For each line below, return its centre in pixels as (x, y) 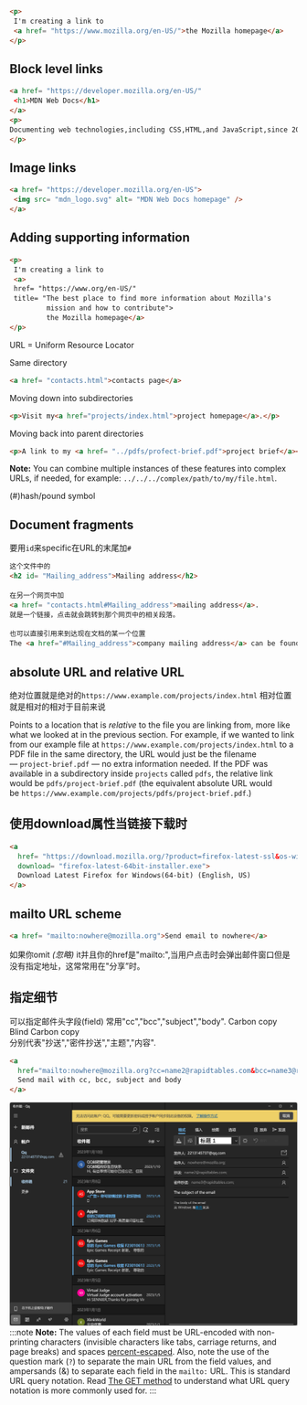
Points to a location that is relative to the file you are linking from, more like (150, 725)
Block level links (56, 69)
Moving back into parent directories (77, 433)
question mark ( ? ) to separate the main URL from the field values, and (141, 1362)
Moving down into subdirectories (72, 398)
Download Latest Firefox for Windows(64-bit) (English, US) (134, 876)
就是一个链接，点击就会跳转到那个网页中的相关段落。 (95, 614)
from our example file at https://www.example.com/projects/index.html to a (152, 744)
